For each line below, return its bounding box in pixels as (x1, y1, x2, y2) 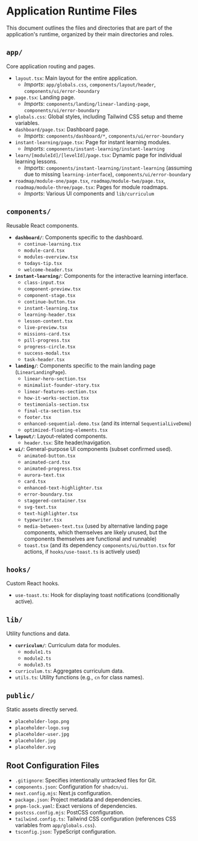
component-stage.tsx (23, 292, 76, 298)
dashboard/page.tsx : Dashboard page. (14, 126, 110, 133)
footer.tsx (23, 414, 52, 420)
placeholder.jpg (14, 738, 56, 744)
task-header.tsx (23, 356, 65, 363)
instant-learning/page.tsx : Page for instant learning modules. (14, 138, 171, 145)
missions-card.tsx (23, 331, 70, 337)
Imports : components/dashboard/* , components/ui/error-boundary (23, 132, 184, 139)
